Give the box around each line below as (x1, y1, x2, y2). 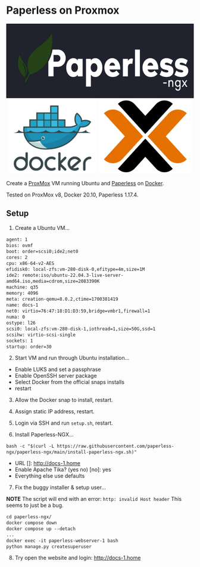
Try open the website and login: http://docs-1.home (14, 554, 141, 561)
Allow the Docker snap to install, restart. (14, 396, 113, 403)
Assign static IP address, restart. (14, 407, 95, 415)
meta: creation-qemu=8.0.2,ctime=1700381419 (6, 296, 118, 302)
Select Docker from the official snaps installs (14, 378, 125, 385)
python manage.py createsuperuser (6, 543, 92, 550)
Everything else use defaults (14, 472, 85, 479)
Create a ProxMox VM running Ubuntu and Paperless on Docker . (6, 179, 164, 186)
